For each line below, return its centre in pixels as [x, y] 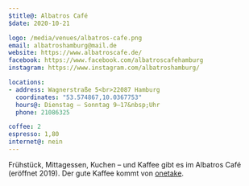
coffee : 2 [25, 127]
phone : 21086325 [43, 112]
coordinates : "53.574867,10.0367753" [79, 97]
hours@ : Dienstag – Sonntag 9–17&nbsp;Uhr [88, 105]
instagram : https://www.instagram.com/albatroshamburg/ [104, 68]
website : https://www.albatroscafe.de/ [75, 53]
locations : [27, 82]
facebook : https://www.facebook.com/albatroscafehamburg [106, 60]
